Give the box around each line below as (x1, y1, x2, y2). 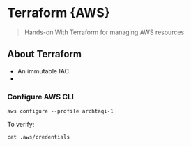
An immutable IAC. (17, 66, 71, 75)
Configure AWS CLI (7, 92, 75, 101)
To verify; (7, 120, 35, 129)
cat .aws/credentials (7, 134, 70, 141)
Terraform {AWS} (7, 5, 110, 21)
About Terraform (7, 48, 82, 60)
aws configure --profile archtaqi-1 (7, 108, 114, 115)
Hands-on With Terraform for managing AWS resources (24, 28, 185, 36)
